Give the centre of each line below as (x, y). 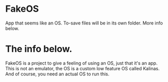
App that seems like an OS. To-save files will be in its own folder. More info (84, 23)
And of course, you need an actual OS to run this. (57, 74)
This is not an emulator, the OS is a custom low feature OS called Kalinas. (82, 68)
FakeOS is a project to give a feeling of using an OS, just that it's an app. (81, 63)
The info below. (39, 49)
